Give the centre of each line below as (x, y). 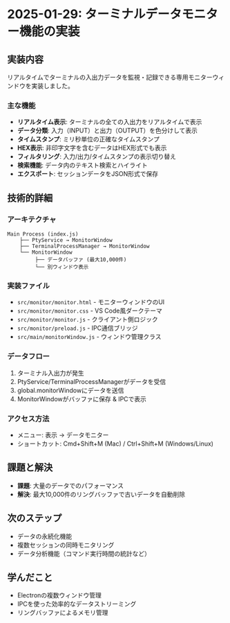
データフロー (29, 356)
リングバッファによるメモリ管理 (63, 613)
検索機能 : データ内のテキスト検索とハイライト (83, 165)
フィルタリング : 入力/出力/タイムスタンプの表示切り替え (96, 157)
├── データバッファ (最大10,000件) (81, 260)
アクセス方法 (28, 419)
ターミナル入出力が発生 (50, 373)
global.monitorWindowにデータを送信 (70, 390)
